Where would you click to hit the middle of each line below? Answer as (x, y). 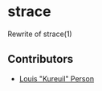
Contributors (41, 59)
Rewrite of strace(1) (40, 34)
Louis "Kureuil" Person (56, 78)
